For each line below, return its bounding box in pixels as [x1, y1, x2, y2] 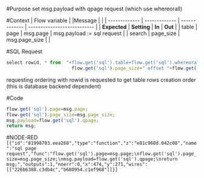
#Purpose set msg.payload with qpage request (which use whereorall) [6, 5, 183, 12]
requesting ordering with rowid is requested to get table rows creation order [6, 76, 196, 84]
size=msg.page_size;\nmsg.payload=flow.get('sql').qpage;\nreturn [6, 156, 178, 162]
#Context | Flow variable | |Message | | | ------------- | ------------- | [6, 17, 180, 24]
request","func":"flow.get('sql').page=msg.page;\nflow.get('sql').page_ [6, 151, 197, 157]
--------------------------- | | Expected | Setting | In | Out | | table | [28, 24, 198, 30]
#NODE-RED [6, 134, 38, 141]
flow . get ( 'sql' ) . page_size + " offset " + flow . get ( [71, 65, 197, 71]
